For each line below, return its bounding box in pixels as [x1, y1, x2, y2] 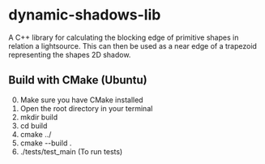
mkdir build [19, 112, 58, 122]
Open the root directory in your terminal [19, 103, 153, 113]
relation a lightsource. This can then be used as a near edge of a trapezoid [8, 41, 258, 50]
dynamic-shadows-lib [8, 6, 161, 24]
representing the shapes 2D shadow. [8, 50, 131, 59]
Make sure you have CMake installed [19, 95, 143, 105]
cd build [19, 120, 48, 131]
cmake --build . [19, 138, 72, 148]
